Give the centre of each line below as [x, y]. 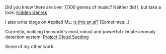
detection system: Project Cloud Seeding [47, 37]
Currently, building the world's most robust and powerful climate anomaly [80, 31]
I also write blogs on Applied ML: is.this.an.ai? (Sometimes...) [68, 22]
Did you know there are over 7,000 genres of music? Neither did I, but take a [83, 7]
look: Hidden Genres [26, 12]
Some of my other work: [30, 46]
